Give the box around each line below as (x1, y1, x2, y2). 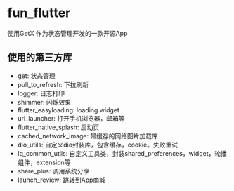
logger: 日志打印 (17, 89, 65, 98)
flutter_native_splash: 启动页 (17, 123, 100, 131)
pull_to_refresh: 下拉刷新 (17, 80, 89, 88)
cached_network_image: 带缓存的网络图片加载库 (17, 131, 158, 140)
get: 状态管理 (17, 72, 56, 80)
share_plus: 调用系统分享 (17, 166, 90, 175)
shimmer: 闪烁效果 (17, 98, 72, 106)
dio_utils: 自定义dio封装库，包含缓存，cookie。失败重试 (17, 140, 178, 149)
